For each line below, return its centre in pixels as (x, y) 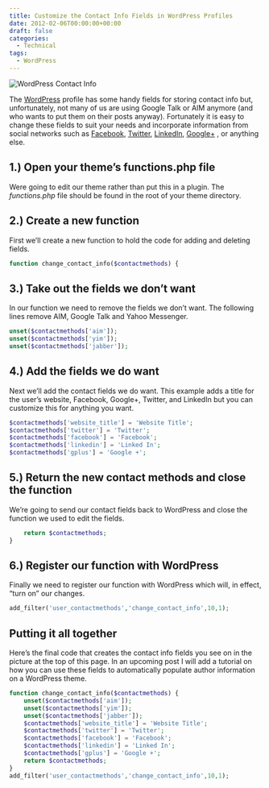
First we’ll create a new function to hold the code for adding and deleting (130, 240)
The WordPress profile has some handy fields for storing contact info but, (131, 99)
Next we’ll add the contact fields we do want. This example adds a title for (132, 391)
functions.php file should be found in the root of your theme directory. (125, 195)
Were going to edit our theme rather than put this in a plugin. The (117, 187)
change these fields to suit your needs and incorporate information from (129, 125)
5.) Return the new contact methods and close (128, 477)
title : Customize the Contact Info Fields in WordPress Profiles (121, 16)
